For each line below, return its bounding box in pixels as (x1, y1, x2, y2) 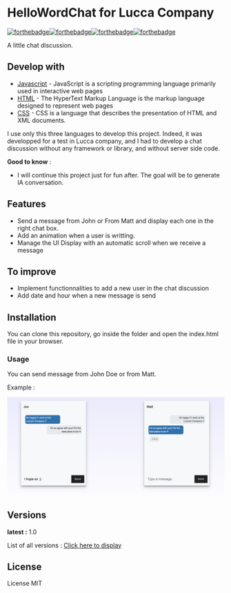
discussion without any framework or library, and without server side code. (7, 144, 221, 153)
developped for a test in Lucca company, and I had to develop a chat (7, 137, 202, 145)
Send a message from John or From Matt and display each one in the (17, 216, 214, 225)
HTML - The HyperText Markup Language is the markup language (17, 94, 205, 102)
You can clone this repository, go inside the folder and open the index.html (7, 330, 219, 338)
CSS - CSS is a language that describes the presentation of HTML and (17, 108, 217, 117)
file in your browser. (7, 337, 64, 346)
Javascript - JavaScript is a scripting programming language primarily (17, 79, 216, 88)
